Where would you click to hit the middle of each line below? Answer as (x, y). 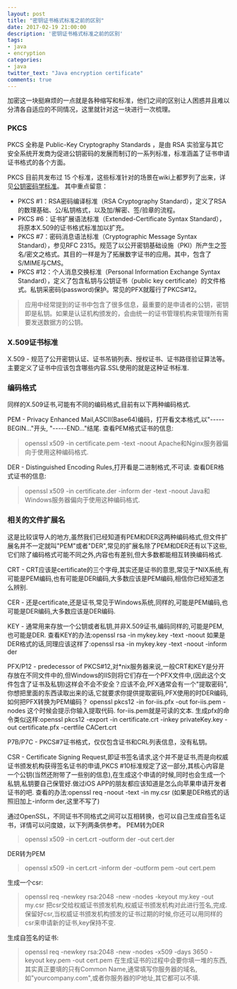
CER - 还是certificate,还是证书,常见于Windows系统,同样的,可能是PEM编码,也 (117, 602)
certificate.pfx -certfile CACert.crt (68, 727)
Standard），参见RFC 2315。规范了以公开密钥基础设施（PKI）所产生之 (119, 245)
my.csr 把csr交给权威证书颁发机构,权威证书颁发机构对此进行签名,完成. (126, 905)
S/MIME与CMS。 (42, 263)
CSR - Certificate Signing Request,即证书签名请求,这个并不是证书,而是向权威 (118, 756)
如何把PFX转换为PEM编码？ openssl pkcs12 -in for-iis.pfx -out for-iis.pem (114, 701)
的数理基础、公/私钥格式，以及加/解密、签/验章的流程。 (98, 210)
